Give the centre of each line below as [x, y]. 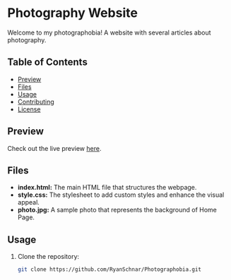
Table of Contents [48, 62]
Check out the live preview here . [54, 148]
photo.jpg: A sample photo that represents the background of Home [117, 210]
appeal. [29, 202]
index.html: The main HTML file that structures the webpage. [107, 188]
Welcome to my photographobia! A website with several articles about [109, 32]
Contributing [36, 102]
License [29, 109]
